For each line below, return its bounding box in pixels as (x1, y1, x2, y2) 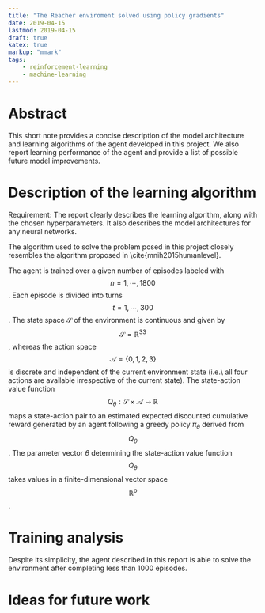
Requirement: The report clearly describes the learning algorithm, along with (8, 210, 258, 219)
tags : (8, 56, 26, 64)
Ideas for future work (8, 591, 150, 609)
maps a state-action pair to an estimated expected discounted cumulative (8, 411, 248, 420)
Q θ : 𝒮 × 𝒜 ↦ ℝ (107, 397, 159, 408)
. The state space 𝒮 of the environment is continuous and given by (8, 315, 225, 324)
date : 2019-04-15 (8, 19, 66, 27)
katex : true (8, 41, 47, 49)
